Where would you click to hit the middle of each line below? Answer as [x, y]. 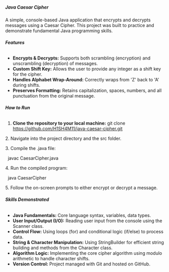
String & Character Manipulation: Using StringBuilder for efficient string [88, 242]
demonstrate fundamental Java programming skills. [59, 31]
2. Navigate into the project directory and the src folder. [63, 139]
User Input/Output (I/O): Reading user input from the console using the [87, 221]
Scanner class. [28, 226]
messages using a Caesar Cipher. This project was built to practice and [80, 25]
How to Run [18, 107]
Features [15, 42]
